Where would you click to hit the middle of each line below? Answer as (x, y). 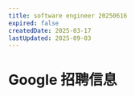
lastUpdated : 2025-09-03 (50, 38)
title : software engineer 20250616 (68, 16)
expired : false (34, 23)
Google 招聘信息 (63, 80)
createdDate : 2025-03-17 (50, 30)
